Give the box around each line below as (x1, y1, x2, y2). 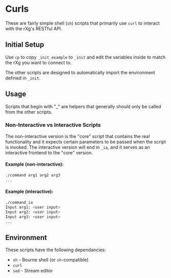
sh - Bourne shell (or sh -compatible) (12, 257, 89, 263)
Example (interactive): (5, 188, 54, 195)
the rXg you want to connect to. (5, 59, 72, 66)
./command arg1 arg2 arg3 (5, 173, 60, 178)
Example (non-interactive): (5, 161, 64, 167)
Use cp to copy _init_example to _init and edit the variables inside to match (5, 54, 166, 60)
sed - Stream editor (12, 268, 53, 274)
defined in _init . (5, 75, 41, 81)
